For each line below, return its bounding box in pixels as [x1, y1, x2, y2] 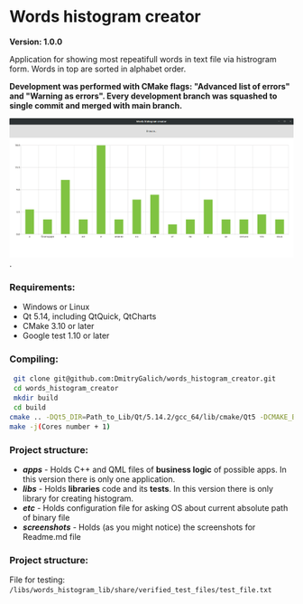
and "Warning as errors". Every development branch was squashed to [9, 90, 278, 101]
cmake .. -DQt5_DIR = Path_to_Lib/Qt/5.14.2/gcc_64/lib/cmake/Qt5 [9, 412, 256, 421]
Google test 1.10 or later [22, 330, 110, 341]
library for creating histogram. [22, 493, 133, 504]
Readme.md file [22, 531, 81, 542]
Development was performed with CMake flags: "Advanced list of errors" [9, 80, 290, 91]
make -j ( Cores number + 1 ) [9, 422, 111, 431]
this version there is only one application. [22, 473, 176, 485]
